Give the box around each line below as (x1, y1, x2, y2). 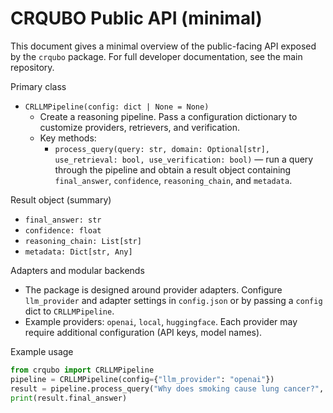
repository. (10, 61, 55, 73)
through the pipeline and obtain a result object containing (54, 163, 292, 176)
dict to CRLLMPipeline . (24, 305, 115, 317)
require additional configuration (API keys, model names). (24, 326, 263, 338)
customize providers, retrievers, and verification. (39, 121, 241, 133)
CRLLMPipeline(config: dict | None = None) (24, 102, 210, 112)
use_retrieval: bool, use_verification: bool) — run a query (54, 153, 314, 165)
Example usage (10, 345, 74, 357)
